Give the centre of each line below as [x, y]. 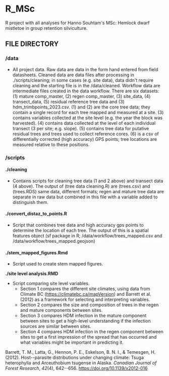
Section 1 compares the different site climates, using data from [85, 289]
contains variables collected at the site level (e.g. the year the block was [88, 118]
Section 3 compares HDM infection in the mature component [83, 315]
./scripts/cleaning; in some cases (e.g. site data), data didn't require [83, 80]
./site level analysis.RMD [32, 274]
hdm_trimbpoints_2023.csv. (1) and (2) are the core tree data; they [81, 107]
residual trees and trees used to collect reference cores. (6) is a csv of [86, 134]
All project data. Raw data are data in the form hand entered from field [85, 69]
